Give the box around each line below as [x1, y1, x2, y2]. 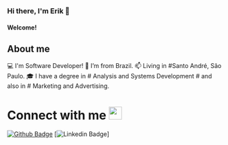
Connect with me [7, 107, 106, 123]
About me [7, 43, 50, 54]
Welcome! [7, 23, 37, 32]
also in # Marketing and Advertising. [7, 82, 110, 90]
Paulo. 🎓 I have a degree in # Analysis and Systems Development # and [7, 72, 212, 80]
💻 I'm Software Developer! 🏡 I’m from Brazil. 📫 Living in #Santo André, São [7, 62, 222, 70]
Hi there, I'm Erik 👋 [7, 6, 70, 16]
